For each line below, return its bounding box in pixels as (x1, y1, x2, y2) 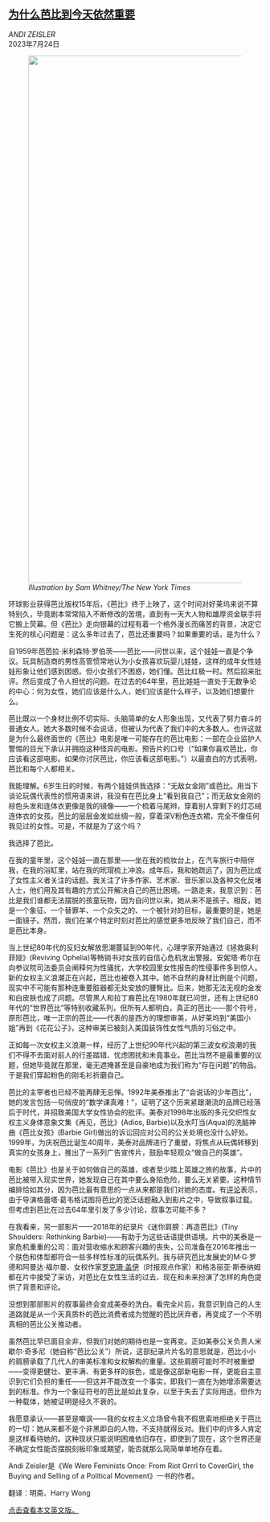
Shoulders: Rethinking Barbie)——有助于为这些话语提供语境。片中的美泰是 (8, 1232, 255, 1242)
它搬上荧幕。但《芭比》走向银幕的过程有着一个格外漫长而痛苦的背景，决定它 (8, 619, 262, 628)
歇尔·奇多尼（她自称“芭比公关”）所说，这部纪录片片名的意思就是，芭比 (8, 1346, 243, 1356)
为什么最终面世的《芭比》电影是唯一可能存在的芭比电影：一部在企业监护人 (14, 734, 262, 743)
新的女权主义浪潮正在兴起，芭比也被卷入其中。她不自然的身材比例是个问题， (8, 972, 262, 982)
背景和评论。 (22, 1282, 65, 1291)
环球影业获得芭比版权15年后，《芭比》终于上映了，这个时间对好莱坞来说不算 (8, 599, 259, 608)
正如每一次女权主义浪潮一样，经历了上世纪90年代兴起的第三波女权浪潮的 (8, 1040, 250, 1049)
